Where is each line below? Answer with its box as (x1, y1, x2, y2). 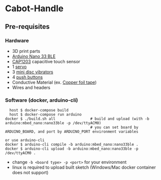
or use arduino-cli (5, 138, 45, 143)
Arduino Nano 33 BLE (12, 53, 56, 59)
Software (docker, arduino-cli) (5, 96, 78, 103)
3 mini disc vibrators (12, 69, 54, 75)
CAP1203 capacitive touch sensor (12, 58, 80, 64)
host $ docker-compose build (9, 108, 69, 113)
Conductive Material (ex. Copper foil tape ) (12, 79, 97, 85)
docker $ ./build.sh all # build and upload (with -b (5, 116, 150, 121)
